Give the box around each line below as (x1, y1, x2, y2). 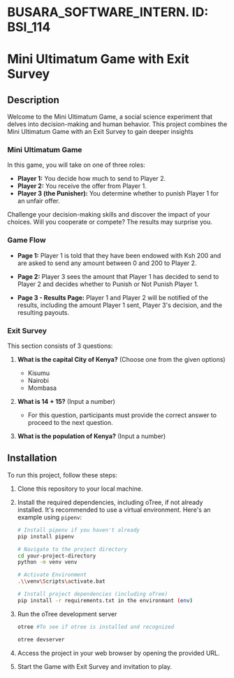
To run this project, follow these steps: (7, 470, 117, 479)
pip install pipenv (17, 533, 75, 540)
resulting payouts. (17, 308, 70, 316)
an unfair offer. (17, 197, 61, 205)
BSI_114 (7, 19, 51, 35)
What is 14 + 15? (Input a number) (17, 398, 115, 406)
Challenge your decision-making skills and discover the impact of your (7, 210, 211, 219)
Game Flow (7, 236, 47, 245)
